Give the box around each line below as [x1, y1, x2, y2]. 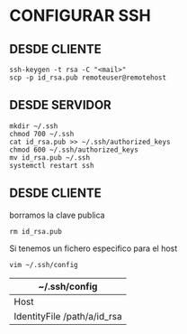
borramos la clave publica [9, 209, 105, 220]
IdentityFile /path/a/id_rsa [13, 310, 123, 322]
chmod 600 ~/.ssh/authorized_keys [9, 145, 139, 154]
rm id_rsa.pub [9, 227, 63, 236]
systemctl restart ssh [9, 161, 94, 170]
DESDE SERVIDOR [9, 97, 112, 113]
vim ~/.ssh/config [9, 260, 78, 269]
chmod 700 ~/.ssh [9, 129, 75, 138]
